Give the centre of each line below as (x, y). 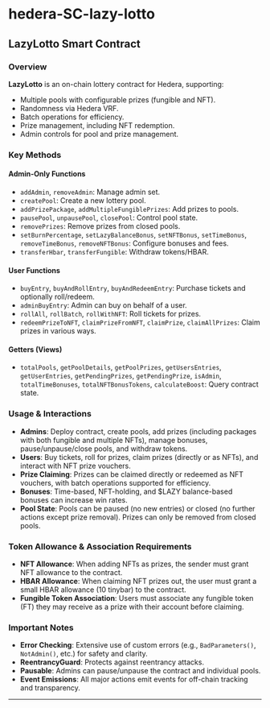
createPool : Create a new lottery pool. (83, 201)
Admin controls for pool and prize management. (99, 134)
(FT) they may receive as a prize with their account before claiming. (132, 607)
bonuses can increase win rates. (74, 499)
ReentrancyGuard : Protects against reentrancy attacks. (112, 662)
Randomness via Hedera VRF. (69, 108)
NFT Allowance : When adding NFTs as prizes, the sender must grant (134, 564)
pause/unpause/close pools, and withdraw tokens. (104, 449)
